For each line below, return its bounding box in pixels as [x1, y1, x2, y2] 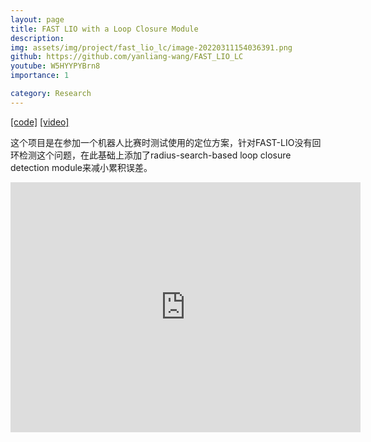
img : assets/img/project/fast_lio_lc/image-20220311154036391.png [10, 42, 293, 53]
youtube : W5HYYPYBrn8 [10, 61, 101, 71]
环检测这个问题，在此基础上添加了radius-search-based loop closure [10, 149, 292, 161]
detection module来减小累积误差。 [10, 161, 153, 173]
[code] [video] [10, 116, 70, 128]
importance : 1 [10, 71, 70, 81]
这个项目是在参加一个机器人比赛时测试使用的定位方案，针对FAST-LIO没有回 [10, 136, 322, 148]
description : [10, 33, 65, 43]
